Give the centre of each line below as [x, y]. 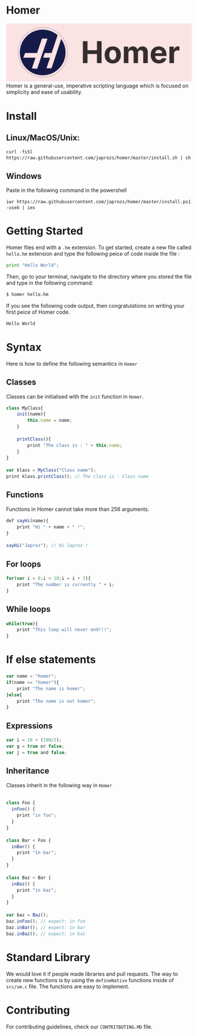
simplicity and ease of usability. [44, 92]
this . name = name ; [50, 421]
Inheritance [28, 771]
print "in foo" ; [37, 816]
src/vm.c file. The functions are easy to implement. [68, 986]
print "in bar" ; [37, 853]
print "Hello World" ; [33, 265]
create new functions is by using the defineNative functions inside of [90, 980]
